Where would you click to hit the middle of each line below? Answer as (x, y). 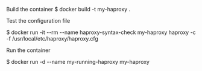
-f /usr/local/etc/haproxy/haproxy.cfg (52, 38)
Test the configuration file (38, 21)
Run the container (28, 50)
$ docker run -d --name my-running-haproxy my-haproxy (78, 62)
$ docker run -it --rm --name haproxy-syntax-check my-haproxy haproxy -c (101, 32)
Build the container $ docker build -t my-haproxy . (68, 9)
